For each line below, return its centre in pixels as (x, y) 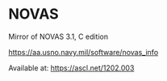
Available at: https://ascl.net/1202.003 (71, 68)
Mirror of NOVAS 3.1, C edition (58, 36)
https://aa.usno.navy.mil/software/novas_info (83, 52)
